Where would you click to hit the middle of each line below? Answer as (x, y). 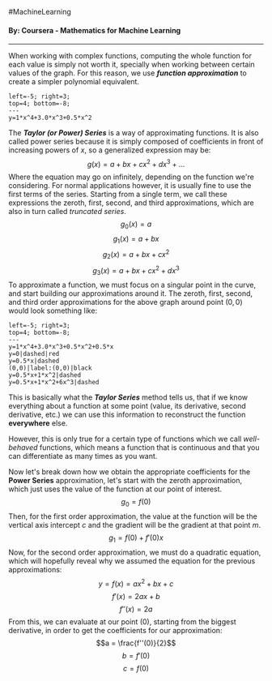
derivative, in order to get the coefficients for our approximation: (115, 630)
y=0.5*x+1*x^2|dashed (45, 375)
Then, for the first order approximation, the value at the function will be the (133, 516)
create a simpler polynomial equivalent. (74, 82)
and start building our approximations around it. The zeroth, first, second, (131, 293)
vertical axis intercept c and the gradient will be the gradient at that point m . (135, 525)
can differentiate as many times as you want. (83, 456)
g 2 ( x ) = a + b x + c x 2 (136, 255)
